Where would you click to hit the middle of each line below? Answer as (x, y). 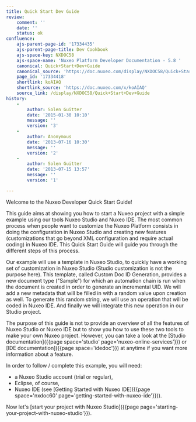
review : (15, 17)
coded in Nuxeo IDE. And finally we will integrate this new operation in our (95, 306)
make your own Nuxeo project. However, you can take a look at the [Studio (96, 335)
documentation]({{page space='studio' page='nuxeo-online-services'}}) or (97, 342)
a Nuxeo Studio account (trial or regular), (64, 377)
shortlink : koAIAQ (39, 83)
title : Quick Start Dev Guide (43, 11)
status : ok (30, 33)
